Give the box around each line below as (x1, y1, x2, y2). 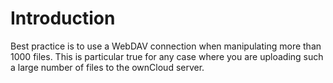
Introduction (10, 7, 116, 30)
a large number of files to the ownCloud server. (10, 61, 205, 73)
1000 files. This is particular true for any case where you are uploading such (10, 50, 324, 62)
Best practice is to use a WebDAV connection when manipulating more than (10, 40, 322, 52)
